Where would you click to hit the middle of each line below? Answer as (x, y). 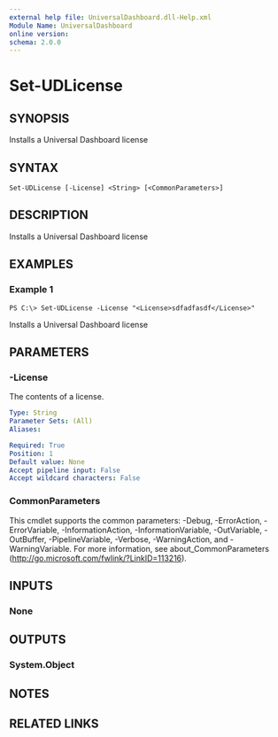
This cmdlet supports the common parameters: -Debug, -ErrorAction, (136, 520)
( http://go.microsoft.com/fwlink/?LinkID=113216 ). (98, 558)
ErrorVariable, (35, 530)
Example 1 (31, 290)
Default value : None (47, 462)
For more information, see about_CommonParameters (172, 548)
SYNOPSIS (39, 118)
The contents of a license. (57, 397)
